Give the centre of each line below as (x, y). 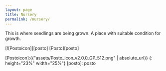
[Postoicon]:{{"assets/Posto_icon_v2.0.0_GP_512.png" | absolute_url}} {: (79, 58)
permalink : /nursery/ (28, 19)
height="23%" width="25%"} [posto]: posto (51, 63)
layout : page (19, 10)
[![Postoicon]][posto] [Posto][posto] (42, 48)
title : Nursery (21, 14)
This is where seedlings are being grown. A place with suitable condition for (83, 33)
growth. (13, 38)
